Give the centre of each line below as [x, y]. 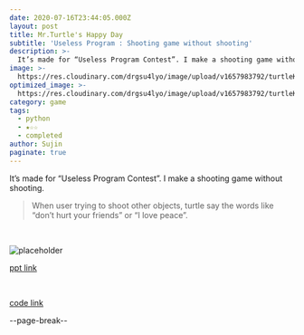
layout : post [34, 26]
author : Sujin [36, 144]
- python [34, 119]
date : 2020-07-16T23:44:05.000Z [70, 18]
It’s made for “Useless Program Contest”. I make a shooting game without [146, 178]
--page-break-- [38, 320]
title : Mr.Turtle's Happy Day [66, 34]
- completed [40, 136]
